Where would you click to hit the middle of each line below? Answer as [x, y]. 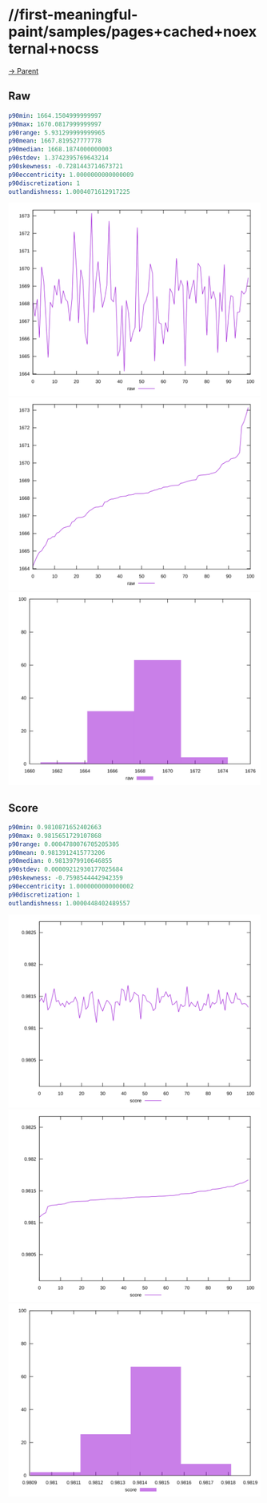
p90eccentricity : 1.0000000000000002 [71, 887]
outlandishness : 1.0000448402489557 [69, 903]
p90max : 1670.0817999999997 [55, 124]
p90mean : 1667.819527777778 [55, 141]
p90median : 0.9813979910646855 [60, 861]
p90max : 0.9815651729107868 [55, 836]
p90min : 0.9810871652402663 [55, 827]
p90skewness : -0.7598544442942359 [66, 878]
